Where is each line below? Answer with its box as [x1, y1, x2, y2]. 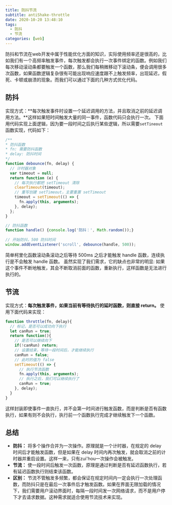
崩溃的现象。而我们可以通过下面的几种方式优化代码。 [27, 77, 140, 83]
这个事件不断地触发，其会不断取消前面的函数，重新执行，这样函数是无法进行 [5, 265, 167, 271]
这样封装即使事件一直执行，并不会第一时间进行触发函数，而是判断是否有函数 [5, 405, 167, 412]
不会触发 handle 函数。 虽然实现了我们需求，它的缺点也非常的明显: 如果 [14, 258, 165, 265]
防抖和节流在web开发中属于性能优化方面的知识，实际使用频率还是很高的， [5, 51, 162, 57]
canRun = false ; [14, 352, 50, 358]
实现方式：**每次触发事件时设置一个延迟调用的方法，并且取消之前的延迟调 [5, 107, 163, 114]
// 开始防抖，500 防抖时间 [5, 237, 56, 242]
